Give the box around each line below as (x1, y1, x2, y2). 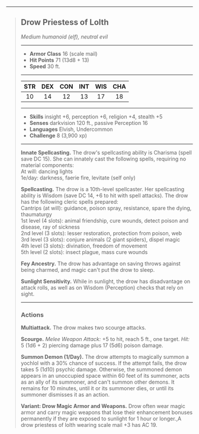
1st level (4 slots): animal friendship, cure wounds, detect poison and (20, 217, 188, 224)
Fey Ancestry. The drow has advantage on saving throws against (20, 260, 181, 267)
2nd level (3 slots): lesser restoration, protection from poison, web (20, 229, 182, 237)
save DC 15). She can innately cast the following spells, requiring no (20, 155, 187, 162)
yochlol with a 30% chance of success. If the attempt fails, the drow (20, 359, 187, 367)
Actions (20, 310, 44, 319)
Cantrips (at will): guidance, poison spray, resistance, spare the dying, (20, 204, 192, 211)
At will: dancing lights (20, 168, 73, 175)
